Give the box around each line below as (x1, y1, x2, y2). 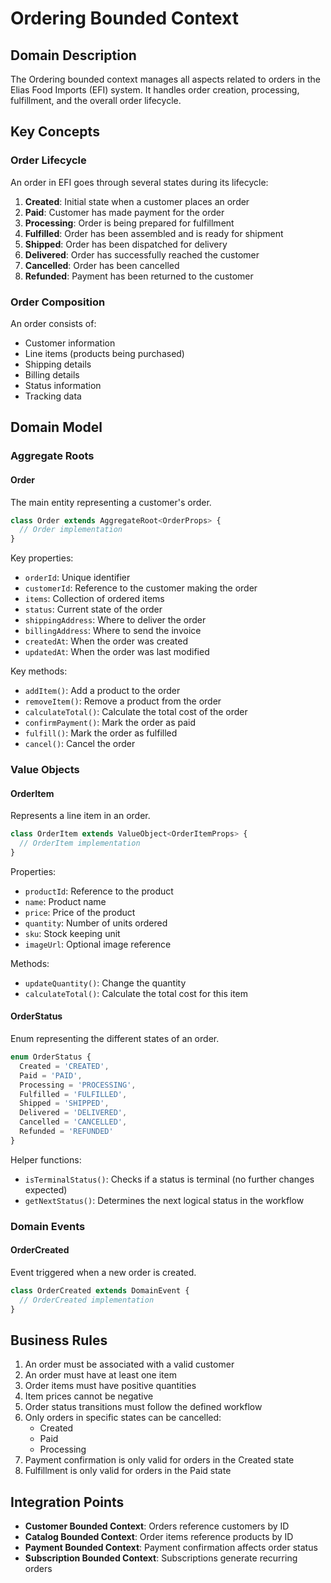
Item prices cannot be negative (24, 1390, 154, 1402)
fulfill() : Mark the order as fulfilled (24, 727, 178, 739)
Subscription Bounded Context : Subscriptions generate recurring (24, 1552, 298, 1564)
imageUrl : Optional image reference (24, 938, 172, 950)
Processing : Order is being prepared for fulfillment (24, 217, 235, 229)
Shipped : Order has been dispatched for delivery (24, 238, 228, 250)
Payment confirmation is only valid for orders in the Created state (24, 1454, 295, 1466)
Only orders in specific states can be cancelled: (24, 1412, 222, 1424)
